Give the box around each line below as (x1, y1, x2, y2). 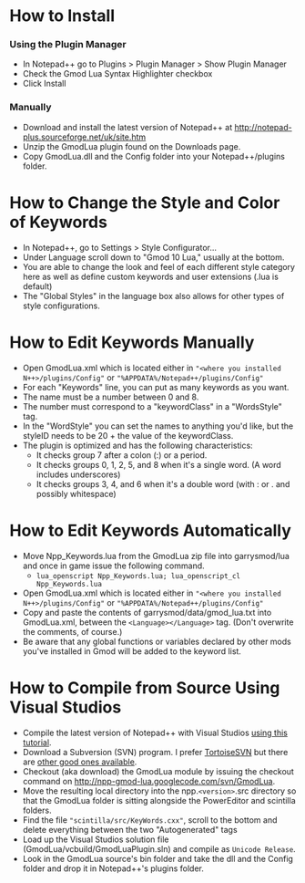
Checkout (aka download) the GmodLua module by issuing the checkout (22, 765, 294, 776)
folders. (22, 805, 52, 815)
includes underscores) (36, 469, 121, 480)
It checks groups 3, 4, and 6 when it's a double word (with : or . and (36, 478, 290, 489)
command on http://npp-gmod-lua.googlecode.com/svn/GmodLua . (22, 775, 276, 786)
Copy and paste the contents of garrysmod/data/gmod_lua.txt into (22, 607, 272, 618)
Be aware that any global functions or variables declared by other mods (22, 636, 291, 647)
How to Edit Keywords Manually (9, 332, 255, 352)
